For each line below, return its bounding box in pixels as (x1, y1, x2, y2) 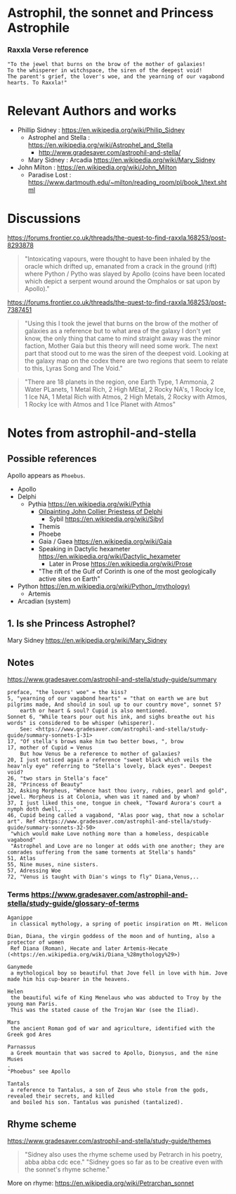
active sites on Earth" (38, 574, 100, 583)
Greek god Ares (7, 1032, 52, 1039)
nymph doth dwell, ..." (7, 805, 77, 813)
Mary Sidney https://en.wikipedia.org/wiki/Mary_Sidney (7, 636, 167, 645)
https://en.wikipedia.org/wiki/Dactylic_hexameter (38, 552, 181, 560)
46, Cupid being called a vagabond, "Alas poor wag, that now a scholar (7, 811, 225, 819)
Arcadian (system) (17, 597, 72, 605)
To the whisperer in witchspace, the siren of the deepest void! (7, 67, 202, 75)
